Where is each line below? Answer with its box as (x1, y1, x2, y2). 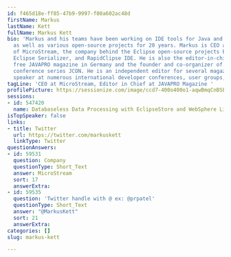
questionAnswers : (7, 144, 57, 151)
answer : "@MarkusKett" (13, 208, 78, 215)
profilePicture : (7, 87, 54, 93)
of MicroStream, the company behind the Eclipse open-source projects (13, 49, 220, 56)
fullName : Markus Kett (7, 29, 72, 36)
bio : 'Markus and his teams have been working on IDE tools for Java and (7, 36, 223, 43)
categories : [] (7, 227, 51, 234)
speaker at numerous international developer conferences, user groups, (13, 74, 226, 81)
